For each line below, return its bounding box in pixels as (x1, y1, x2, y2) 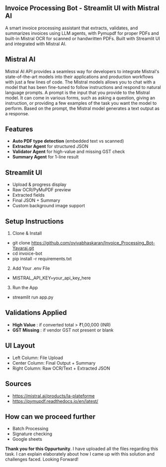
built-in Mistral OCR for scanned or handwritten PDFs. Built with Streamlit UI (5, 35, 160, 41)
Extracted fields (12, 192, 45, 198)
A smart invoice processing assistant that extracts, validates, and (5, 25, 138, 31)
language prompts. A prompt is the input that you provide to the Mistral (5, 89, 150, 95)
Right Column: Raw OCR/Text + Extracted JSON (12, 365, 111, 371)
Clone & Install (12, 231, 42, 236)
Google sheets (12, 436, 42, 442)
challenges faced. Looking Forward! (5, 457, 78, 463)
